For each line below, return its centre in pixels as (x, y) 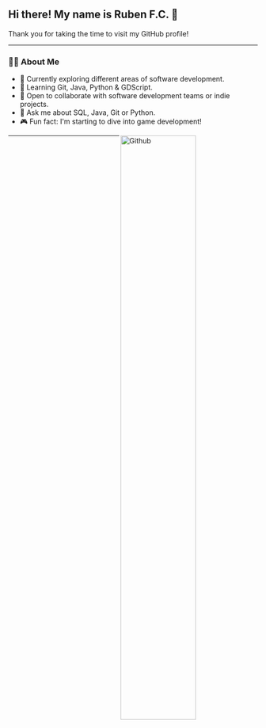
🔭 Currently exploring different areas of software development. (122, 79)
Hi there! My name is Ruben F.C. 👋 (93, 15)
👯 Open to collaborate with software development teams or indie (125, 96)
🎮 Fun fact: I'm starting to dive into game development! (110, 122)
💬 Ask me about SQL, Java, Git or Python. (87, 112)
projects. (34, 105)
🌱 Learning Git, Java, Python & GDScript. (86, 87)
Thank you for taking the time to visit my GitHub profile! (99, 33)
